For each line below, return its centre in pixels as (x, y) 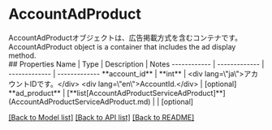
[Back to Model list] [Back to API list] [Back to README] (101, 117)
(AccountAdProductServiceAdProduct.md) (80, 102)
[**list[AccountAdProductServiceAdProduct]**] (146, 93)
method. (22, 55)
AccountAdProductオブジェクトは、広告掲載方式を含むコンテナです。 (125, 37)
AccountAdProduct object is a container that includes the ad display (122, 46)
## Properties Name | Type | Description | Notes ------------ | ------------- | (136, 64)
